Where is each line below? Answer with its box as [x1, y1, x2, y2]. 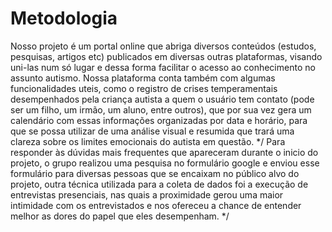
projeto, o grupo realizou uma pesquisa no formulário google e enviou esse [10, 157, 320, 169]
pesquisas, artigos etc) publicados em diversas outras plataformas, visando [10, 50, 323, 62]
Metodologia [10, 7, 118, 30]
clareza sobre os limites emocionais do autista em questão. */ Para [10, 135, 286, 147]
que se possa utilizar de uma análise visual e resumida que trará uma [10, 125, 295, 137]
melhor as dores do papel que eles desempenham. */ [10, 210, 230, 222]
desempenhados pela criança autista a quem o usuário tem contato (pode [10, 93, 315, 105]
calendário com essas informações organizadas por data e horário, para [10, 114, 308, 126]
